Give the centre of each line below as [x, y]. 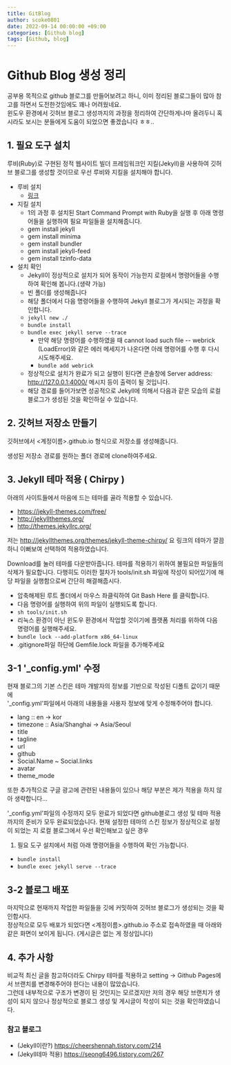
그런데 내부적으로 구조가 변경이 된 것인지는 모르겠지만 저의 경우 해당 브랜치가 [110, 992]
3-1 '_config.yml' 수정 [54, 668]
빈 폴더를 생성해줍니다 [57, 292]
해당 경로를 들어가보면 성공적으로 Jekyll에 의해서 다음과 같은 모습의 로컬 [124, 390]
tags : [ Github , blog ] [38, 39]
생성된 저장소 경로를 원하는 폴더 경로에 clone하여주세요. [82, 455]
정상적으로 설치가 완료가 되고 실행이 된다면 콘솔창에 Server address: [120, 373]
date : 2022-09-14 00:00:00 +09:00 [57, 26]
